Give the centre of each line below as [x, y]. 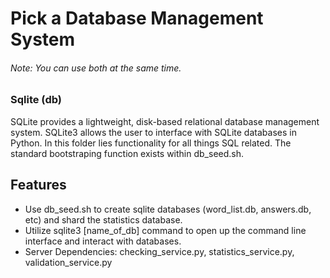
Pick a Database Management [137, 18]
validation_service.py [68, 262]
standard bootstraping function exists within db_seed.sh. [127, 153]
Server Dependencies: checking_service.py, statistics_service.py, [159, 251]
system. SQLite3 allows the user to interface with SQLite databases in [153, 132]
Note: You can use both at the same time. [96, 68]
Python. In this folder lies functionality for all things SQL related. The [151, 143]
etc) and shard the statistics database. [103, 219]
